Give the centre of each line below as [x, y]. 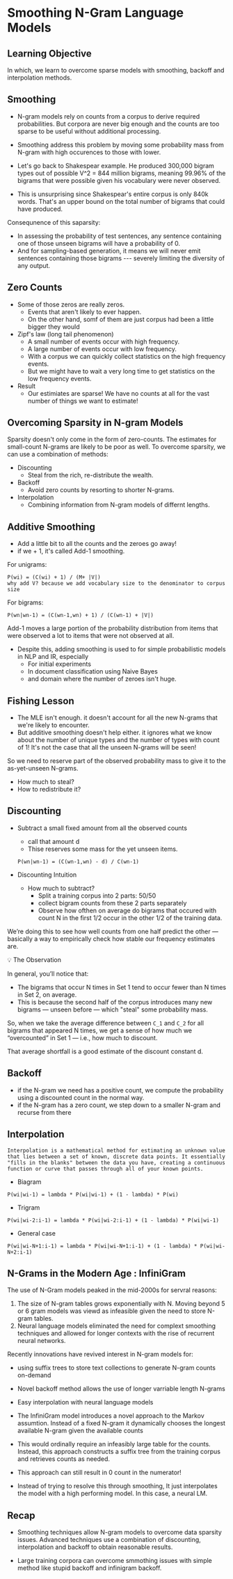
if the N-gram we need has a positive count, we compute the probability [120, 1090]
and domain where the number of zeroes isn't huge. [102, 679]
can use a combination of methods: [58, 454]
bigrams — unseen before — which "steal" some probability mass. [113, 1009]
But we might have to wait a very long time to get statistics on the [121, 371]
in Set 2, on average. [47, 994]
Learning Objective [49, 53]
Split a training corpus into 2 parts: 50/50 [97, 896]
